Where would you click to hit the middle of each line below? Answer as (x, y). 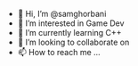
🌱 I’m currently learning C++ (69, 33)
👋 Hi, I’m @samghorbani (62, 14)
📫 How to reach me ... (59, 52)
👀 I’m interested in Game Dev (71, 23)
